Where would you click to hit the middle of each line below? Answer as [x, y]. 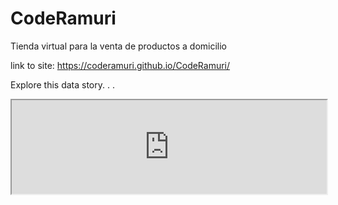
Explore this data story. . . [62, 84]
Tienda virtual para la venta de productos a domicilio [119, 46]
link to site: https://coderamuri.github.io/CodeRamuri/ [120, 65]
